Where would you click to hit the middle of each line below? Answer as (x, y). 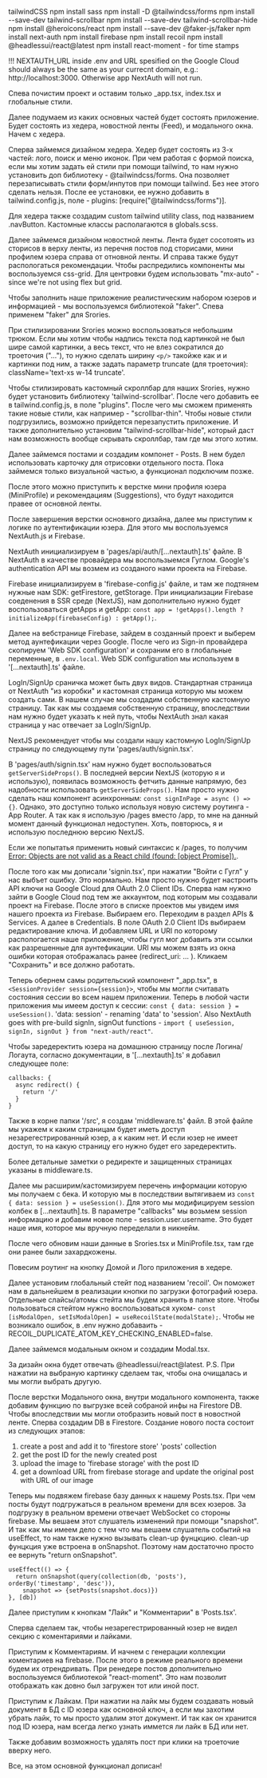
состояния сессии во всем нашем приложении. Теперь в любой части (129, 997)
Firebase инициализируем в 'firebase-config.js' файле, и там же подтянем (133, 584)
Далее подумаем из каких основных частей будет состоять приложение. (133, 117)
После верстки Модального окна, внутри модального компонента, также (134, 1397)
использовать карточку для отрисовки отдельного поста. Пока (116, 463)
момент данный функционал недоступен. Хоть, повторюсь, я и (116, 824)
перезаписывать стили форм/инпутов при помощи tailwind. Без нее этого (134, 183)
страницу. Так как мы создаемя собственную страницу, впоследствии (129, 708)
